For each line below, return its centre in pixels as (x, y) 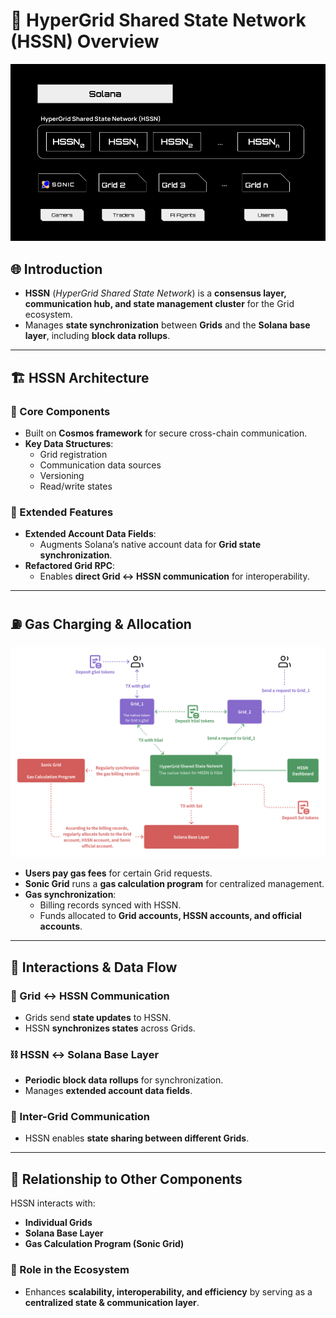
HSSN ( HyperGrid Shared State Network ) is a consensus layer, (155, 293)
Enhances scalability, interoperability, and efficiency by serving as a (168, 1291)
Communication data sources (100, 465)
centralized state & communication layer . (112, 1302)
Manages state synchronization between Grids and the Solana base (167, 325)
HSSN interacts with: (53, 1203)
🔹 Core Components (60, 411)
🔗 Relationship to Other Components (126, 1179)
